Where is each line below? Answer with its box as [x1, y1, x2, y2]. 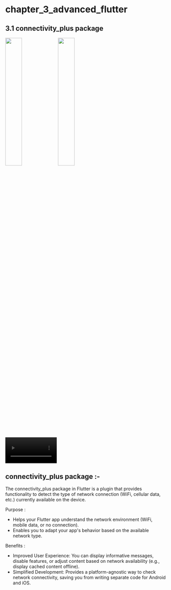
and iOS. [12, 580, 31, 586]
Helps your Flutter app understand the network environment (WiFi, [12, 516, 153, 523]
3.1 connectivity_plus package [5, 24, 104, 33]
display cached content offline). [12, 563, 80, 570]
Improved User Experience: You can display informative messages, [12, 553, 154, 559]
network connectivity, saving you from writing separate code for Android [12, 575, 166, 581]
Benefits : [5, 543, 26, 549]
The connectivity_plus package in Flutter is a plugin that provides [5, 486, 142, 492]
